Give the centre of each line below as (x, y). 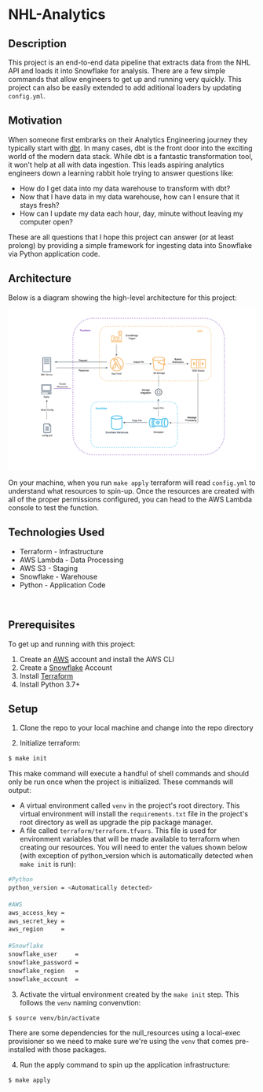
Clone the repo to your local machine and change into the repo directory (136, 728)
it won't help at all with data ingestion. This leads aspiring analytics (116, 165)
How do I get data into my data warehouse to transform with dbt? (125, 188)
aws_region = (37, 929)
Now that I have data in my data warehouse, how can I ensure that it (129, 196)
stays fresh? (39, 205)
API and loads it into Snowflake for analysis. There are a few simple (117, 71)
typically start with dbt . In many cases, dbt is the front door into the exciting (130, 148)
